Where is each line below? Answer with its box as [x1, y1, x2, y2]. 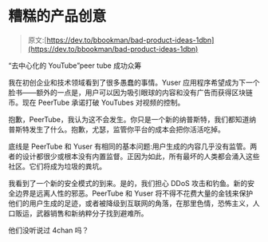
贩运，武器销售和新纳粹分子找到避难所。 [14, 208, 148, 218]
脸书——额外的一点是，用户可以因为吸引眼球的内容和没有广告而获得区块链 [8, 87, 253, 97]
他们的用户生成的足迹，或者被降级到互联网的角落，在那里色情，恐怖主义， [8, 198, 253, 208]
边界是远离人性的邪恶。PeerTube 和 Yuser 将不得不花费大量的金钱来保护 [14, 188, 254, 198]
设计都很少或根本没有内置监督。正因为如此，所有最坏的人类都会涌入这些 [22, 151, 260, 161]
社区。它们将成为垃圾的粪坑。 [8, 161, 106, 171]
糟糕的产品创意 [8, 7, 107, 26]
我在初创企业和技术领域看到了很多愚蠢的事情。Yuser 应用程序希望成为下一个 [8, 77, 260, 87]
